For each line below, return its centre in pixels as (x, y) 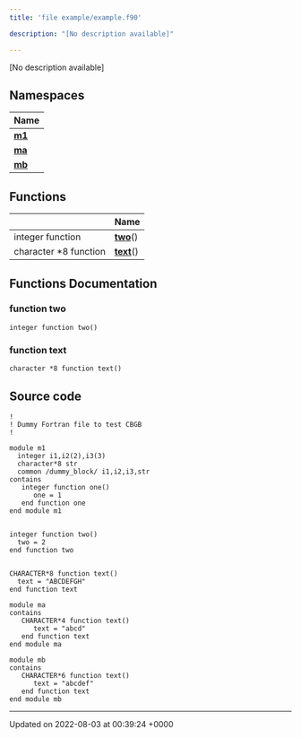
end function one (54, 503)
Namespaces (47, 95)
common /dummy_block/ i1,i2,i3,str (84, 472)
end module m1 (36, 511)
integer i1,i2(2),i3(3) (61, 456)
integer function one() (65, 487)
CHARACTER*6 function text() (75, 675)
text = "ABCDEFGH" (52, 581)
